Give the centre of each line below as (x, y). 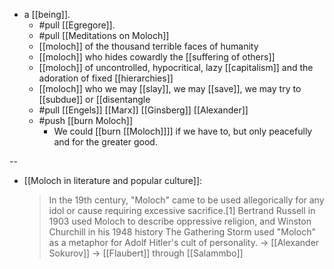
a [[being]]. (47, 14)
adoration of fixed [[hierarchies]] (106, 78)
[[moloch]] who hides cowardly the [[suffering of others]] (157, 57)
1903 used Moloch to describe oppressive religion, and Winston (180, 221)
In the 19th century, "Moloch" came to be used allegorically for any (186, 200)
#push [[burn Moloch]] (85, 120)
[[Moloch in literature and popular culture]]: (113, 180)
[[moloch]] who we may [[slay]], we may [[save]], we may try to (170, 88)
